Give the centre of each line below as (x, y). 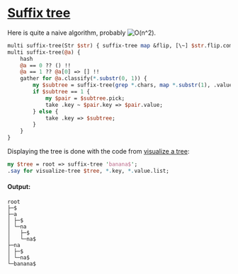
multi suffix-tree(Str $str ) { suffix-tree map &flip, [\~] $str (106, 45)
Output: (19, 187)
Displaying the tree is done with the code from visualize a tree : (98, 152)
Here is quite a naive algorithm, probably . (82, 33)
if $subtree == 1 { (62, 92)
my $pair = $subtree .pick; (85, 98)
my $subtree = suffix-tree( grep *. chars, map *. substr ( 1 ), (122, 85)
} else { (46, 111)
